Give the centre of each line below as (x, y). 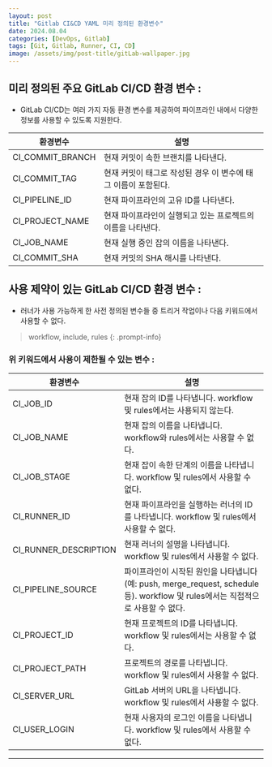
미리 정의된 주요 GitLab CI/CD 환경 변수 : (105, 89)
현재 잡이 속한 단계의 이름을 (173, 465)
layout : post (30, 16)
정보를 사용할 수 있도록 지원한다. (71, 119)
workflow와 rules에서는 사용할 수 (185, 437)
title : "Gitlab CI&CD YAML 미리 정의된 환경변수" (86, 24)
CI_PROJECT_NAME (51, 221)
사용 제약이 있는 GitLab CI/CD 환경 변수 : (105, 289)
